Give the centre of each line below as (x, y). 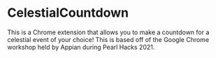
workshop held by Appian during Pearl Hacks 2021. (81, 47)
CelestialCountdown (68, 13)
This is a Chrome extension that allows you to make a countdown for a (108, 32)
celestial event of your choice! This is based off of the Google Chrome (108, 39)
